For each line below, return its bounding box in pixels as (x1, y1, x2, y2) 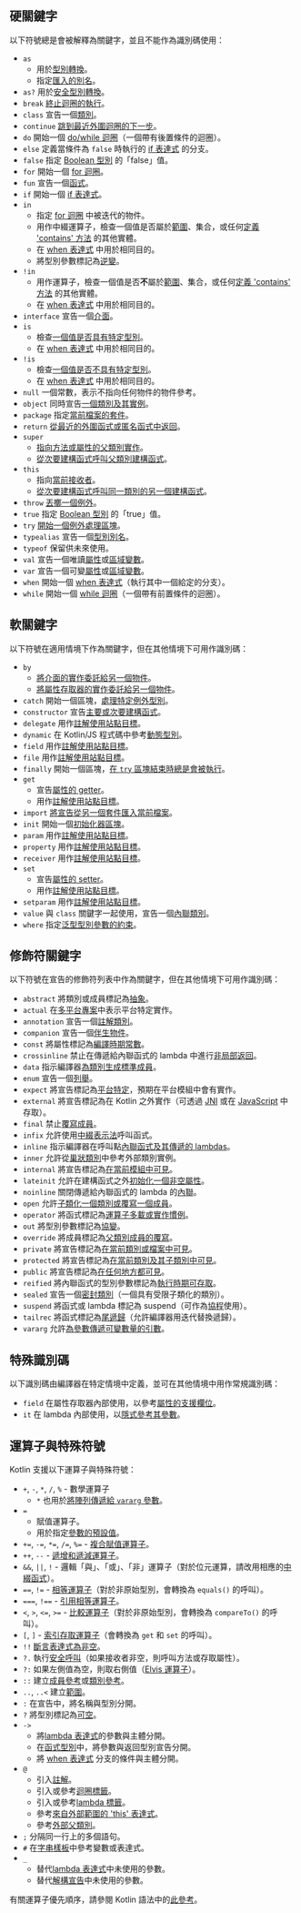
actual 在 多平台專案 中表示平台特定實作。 (22, 1005, 177, 1016)
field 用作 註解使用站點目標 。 (22, 740, 134, 751)
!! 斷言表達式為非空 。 (22, 1641, 106, 1652)
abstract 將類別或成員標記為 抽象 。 (22, 993, 155, 1004)
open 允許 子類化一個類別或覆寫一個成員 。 (22, 1198, 177, 1209)
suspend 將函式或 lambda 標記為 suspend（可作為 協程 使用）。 (22, 1301, 252, 1311)
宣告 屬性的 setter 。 (35, 873, 109, 885)
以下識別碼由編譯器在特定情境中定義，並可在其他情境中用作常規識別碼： (9, 1378, 280, 1390)
